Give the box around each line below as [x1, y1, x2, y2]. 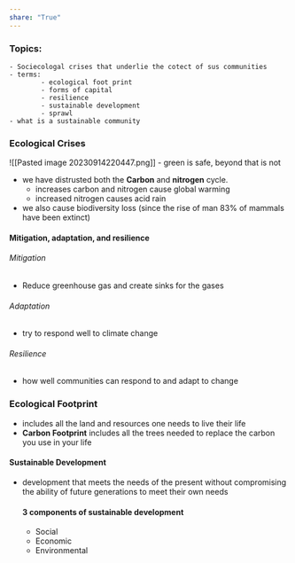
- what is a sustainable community [9, 116, 141, 125]
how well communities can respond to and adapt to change [21, 376, 239, 387]
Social [35, 527, 58, 537]
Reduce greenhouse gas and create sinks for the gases [21, 280, 224, 291]
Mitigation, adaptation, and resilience [9, 232, 151, 243]
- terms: [9, 70, 42, 79]
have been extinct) [21, 212, 91, 223]
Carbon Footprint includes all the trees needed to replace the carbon [21, 427, 276, 438]
